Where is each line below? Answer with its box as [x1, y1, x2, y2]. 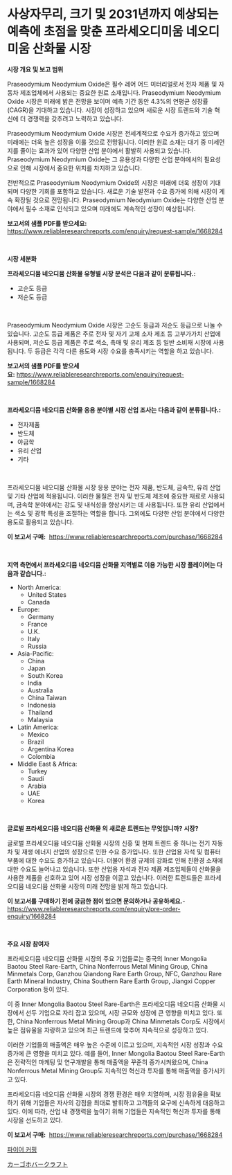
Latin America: [17, 723, 59, 731]
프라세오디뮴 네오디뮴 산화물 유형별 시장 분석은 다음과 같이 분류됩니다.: [7, 269, 196, 278]
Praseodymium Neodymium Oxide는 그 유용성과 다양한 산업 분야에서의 [7, 155, 203, 163]
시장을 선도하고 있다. [7, 1115, 63, 1124]
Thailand [27, 708, 53, 717]
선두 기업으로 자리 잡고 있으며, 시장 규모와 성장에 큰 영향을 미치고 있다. [25, 1008, 216, 1016]
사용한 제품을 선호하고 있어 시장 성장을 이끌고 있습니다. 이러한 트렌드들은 [7, 873, 203, 881]
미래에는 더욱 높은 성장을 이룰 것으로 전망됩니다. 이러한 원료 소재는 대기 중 [7, 138, 206, 146]
